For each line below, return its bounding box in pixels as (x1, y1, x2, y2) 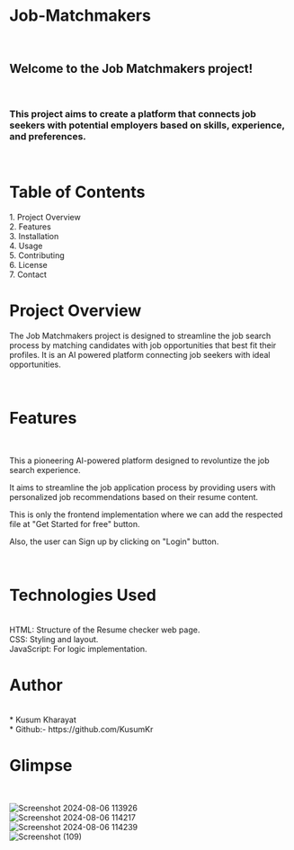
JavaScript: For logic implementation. (9, 643, 147, 654)
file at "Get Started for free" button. (9, 518, 140, 529)
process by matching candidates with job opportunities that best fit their (9, 339, 277, 351)
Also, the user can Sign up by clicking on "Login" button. (9, 536, 219, 547)
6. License (9, 259, 48, 270)
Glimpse (9, 755, 73, 775)
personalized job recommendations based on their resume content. (9, 491, 259, 502)
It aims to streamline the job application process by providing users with (9, 482, 276, 493)
